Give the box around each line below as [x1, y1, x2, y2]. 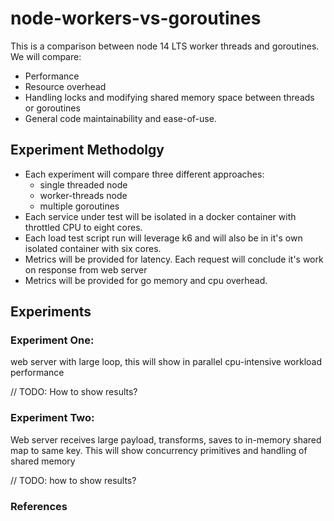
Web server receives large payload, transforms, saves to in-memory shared [10, 433, 322, 446]
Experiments [10, 303, 92, 321]
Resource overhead [24, 80, 107, 92]
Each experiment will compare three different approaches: [24, 168, 265, 180]
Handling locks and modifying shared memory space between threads [24, 91, 315, 103]
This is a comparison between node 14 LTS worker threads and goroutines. [10, 40, 320, 52]
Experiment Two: [10, 411, 95, 425]
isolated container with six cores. [24, 242, 162, 254]
